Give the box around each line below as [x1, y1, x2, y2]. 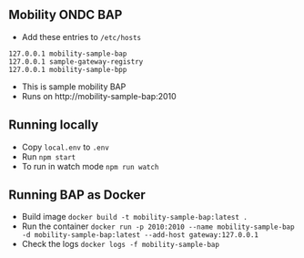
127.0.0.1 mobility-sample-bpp [8, 65, 127, 74]
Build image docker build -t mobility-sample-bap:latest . [21, 212, 248, 222]
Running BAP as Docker [8, 187, 147, 203]
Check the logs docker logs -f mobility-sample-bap [21, 239, 220, 250]
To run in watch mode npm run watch [21, 160, 159, 171]
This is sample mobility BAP [21, 81, 127, 92]
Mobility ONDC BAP [8, 7, 123, 23]
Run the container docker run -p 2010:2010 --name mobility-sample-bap [21, 221, 295, 232]
